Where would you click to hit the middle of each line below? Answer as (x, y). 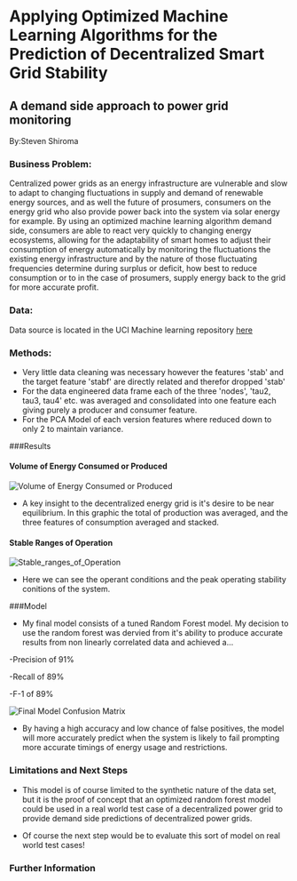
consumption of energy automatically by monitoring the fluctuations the (140, 250)
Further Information (52, 868)
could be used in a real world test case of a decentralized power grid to (152, 809)
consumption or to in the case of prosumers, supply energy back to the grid (148, 278)
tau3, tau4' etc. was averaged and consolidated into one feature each (149, 400)
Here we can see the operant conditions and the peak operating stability (154, 580)
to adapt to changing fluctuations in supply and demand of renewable (136, 193)
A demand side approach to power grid (119, 105)
